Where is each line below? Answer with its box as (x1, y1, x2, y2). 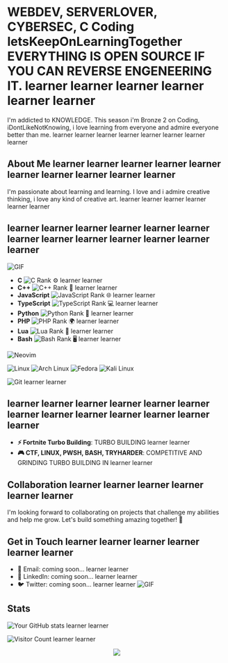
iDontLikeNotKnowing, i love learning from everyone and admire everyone (7, 123, 219, 131)
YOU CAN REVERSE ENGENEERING (7, 63, 212, 79)
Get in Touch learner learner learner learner (7, 536, 200, 548)
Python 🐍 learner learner (17, 309, 134, 317)
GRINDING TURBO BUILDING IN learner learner (17, 459, 153, 467)
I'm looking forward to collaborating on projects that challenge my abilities (7, 508, 220, 516)
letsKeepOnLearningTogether (7, 34, 183, 49)
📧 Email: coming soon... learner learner (17, 565, 129, 573)
